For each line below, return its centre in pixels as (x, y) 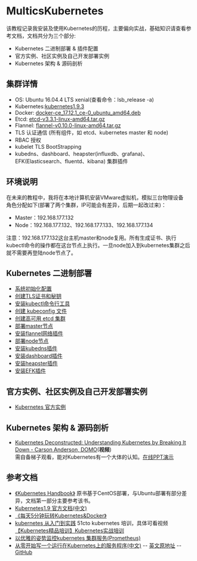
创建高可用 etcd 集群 (40, 318)
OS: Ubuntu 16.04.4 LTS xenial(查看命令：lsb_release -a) (84, 99)
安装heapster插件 (36, 363)
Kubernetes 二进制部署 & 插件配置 (56, 48)
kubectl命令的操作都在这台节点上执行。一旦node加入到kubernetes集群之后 (98, 245)
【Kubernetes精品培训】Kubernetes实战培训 (69, 531)
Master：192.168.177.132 (44, 217)
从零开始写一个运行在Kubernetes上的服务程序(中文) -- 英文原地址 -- (98, 545)
